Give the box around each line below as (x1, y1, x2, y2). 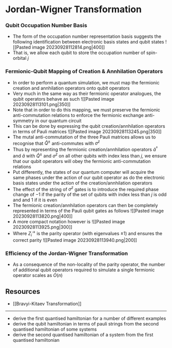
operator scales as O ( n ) (12, 272, 63, 279)
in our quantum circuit (35, 118, 82, 124)
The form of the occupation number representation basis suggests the (12, 33, 161, 39)
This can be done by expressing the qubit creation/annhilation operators (12, 123, 165, 129)
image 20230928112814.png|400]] (32, 44, 105, 51)
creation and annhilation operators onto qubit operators (12, 85, 130, 91)
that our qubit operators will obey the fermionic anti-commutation (12, 158, 151, 164)
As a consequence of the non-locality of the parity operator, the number (12, 262, 165, 268)
